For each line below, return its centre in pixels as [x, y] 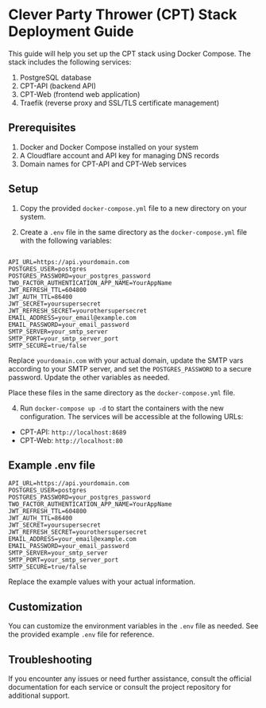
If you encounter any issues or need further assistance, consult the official [130, 679]
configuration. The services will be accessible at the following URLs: [131, 416]
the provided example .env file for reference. [81, 635]
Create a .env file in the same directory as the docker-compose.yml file [133, 231]
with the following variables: [66, 240]
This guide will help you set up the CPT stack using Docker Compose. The [130, 53]
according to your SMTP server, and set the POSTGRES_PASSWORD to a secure [130, 368]
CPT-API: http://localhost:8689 [73, 432]
